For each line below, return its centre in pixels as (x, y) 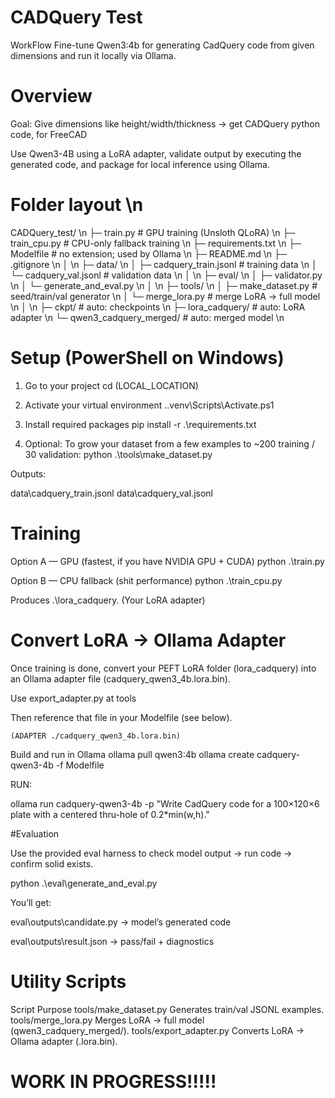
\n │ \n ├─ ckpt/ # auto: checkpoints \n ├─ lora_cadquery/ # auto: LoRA (158, 307)
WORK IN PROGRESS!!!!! (113, 1081)
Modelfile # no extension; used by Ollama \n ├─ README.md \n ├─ (148, 253)
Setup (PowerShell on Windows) (147, 358)
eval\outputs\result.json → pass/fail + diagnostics (112, 941)
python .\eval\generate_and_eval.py (84, 883)
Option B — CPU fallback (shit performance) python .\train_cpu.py (146, 580)
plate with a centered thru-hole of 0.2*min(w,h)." (110, 814)
